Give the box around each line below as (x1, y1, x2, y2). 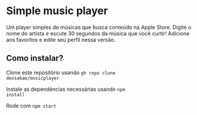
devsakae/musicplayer (6, 75, 60, 81)
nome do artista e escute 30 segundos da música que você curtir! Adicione (6, 29, 190, 37)
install (6, 91, 25, 98)
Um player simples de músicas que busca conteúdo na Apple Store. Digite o (6, 24, 192, 31)
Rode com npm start (6, 102, 56, 109)
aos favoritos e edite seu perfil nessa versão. (6, 36, 116, 43)
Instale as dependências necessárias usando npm (6, 86, 125, 93)
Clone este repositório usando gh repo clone (6, 69, 116, 76)
